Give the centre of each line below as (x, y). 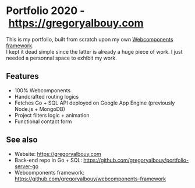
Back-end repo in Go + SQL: (48, 160)
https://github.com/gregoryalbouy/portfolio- (136, 160)
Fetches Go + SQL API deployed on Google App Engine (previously (95, 103)
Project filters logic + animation (52, 115)
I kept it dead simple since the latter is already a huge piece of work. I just (94, 51)
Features (22, 76)
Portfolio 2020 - (45, 11)
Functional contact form (43, 121)
